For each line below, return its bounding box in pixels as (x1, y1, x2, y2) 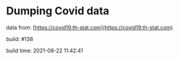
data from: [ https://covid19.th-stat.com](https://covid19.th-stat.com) (6, 24, 174, 31)
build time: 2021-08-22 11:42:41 (6, 46, 83, 54)
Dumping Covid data (6, 4, 109, 18)
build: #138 (6, 35, 34, 42)
